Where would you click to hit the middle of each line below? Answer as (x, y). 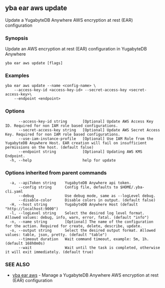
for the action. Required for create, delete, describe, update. (74, 226)
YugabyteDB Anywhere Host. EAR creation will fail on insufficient (76, 143)
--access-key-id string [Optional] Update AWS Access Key (86, 121)
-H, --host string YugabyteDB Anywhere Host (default (74, 205)
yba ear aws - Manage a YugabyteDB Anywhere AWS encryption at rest (85, 275)
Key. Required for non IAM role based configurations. (63, 134)
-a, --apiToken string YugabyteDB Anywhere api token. (71, 183)
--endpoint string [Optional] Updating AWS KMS (80, 152)
